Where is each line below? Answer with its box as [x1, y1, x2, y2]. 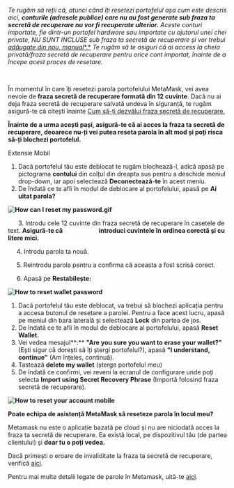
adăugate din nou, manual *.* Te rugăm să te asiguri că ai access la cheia [8, 43, 220, 51]
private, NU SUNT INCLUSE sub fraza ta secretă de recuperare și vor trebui [8, 36, 226, 44]
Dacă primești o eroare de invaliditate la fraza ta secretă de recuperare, [8, 452, 213, 459]
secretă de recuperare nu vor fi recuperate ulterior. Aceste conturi [8, 21, 203, 29]
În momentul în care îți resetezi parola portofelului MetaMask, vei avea [8, 85, 210, 93]
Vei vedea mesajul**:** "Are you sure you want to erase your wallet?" [17, 338, 222, 346]
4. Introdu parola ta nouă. [16, 247, 89, 255]
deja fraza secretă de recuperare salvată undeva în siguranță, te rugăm [8, 100, 212, 107]
